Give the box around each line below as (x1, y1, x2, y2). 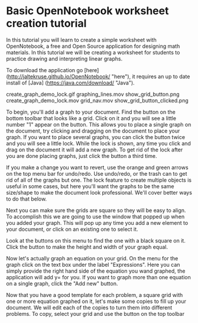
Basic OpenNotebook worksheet (6, 4, 169, 18)
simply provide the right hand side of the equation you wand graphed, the (6, 267, 186, 274)
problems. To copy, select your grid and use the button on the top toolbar (6, 310, 185, 317)
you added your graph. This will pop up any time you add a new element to (6, 219, 189, 226)
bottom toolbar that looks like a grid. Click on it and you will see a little (6, 114, 176, 122)
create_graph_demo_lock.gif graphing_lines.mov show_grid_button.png (6, 91, 180, 98)
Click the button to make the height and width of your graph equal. (6, 243, 168, 250)
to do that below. (6, 195, 47, 202)
